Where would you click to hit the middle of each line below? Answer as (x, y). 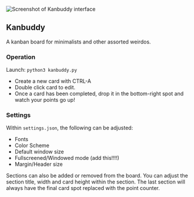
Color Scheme (32, 146)
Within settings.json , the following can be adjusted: (70, 128)
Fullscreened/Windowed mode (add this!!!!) (67, 158)
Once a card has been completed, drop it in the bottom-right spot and (99, 94)
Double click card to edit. (45, 88)
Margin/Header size (39, 164)
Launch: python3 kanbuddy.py (42, 70)
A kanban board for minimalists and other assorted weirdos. (78, 42)
